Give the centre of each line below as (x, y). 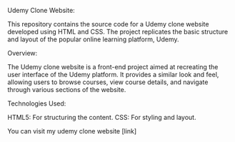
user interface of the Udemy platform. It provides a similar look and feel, (113, 75)
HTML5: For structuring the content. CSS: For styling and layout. (102, 117)
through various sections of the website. (67, 90)
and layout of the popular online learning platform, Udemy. (93, 39)
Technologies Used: (37, 103)
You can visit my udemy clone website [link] (72, 131)
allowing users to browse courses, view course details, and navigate (108, 82)
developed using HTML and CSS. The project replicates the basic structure (118, 32)
